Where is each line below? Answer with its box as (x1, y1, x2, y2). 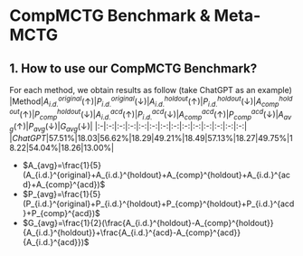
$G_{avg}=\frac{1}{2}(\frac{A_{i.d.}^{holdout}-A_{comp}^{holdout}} (22, 217, 274, 228)
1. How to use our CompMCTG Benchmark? (9, 61, 258, 76)
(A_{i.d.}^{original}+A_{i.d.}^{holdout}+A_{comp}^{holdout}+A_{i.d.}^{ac (22, 169, 291, 180)
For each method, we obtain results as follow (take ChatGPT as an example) (9, 85, 292, 95)
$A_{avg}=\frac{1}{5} (22, 159, 102, 170)
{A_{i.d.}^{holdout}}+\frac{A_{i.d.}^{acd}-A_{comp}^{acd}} (22, 227, 241, 238)
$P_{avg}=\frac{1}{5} (22, 188, 101, 199)
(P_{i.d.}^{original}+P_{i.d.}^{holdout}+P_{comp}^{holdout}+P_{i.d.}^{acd (22, 198, 295, 209)
